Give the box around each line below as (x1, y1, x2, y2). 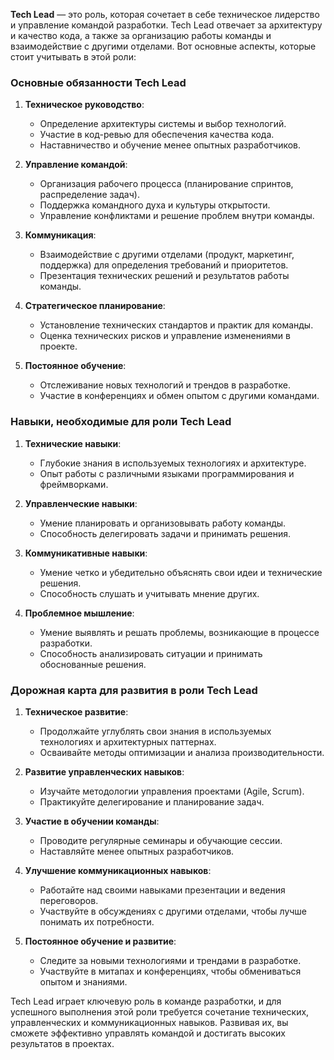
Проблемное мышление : (24, 607, 135, 619)
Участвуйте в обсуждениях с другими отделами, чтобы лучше (39, 905, 308, 917)
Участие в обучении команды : (24, 815, 160, 827)
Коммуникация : (24, 229, 97, 241)
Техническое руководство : (24, 99, 145, 111)
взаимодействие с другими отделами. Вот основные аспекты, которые (10, 40, 317, 52)
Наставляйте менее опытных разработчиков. (39, 845, 235, 857)
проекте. (39, 340, 78, 353)
